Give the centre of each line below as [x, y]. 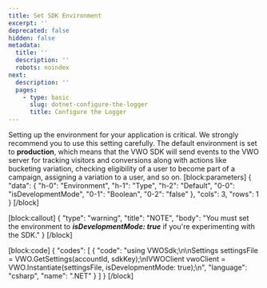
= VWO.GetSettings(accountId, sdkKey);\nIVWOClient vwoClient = [117, 259]
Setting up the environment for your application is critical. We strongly [124, 135]
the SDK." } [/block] [40, 235]
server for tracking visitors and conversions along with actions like [118, 160]
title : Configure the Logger [78, 112]
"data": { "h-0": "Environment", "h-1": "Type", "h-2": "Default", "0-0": [122, 185]
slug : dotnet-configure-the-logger [89, 105]
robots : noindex [42, 68]
